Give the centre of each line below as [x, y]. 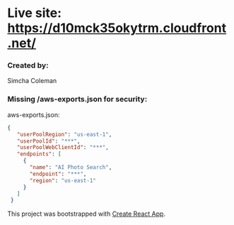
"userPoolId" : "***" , [48, 141]
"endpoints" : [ [39, 154]
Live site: [35, 13]
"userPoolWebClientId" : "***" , [63, 148]
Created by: [28, 65]
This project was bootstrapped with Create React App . [87, 214]
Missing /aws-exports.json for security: [77, 99]
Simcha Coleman [32, 81]
